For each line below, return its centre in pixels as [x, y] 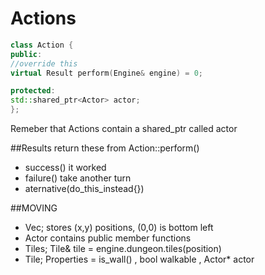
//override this [44, 63]
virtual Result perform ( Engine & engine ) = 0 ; [106, 73]
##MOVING [34, 208]
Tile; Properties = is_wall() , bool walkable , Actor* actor [139, 259]
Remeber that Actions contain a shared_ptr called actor [124, 129]
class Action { [42, 45]
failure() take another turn [78, 178]
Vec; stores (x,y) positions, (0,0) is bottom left [119, 228]
